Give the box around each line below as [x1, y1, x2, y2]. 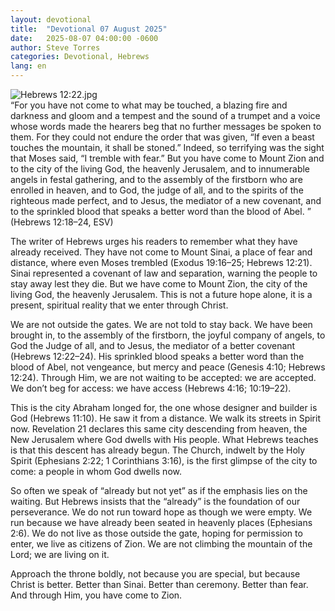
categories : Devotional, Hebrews [10, 52, 150, 62]
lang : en [10, 61, 47, 71]
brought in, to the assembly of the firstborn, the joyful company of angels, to [10, 329, 326, 341]
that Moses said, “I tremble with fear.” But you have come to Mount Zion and [10, 152, 325, 164]
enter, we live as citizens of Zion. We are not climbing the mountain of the [10, 538, 313, 550]
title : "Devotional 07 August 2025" [10, 24, 168, 34]
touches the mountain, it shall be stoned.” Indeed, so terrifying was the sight [10, 142, 325, 153]
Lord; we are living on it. [10, 549, 110, 560]
